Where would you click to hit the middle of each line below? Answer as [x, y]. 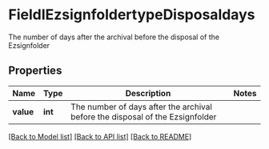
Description [148, 93]
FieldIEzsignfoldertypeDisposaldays [132, 15]
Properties [35, 71]
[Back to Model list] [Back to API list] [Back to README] [100, 136]
